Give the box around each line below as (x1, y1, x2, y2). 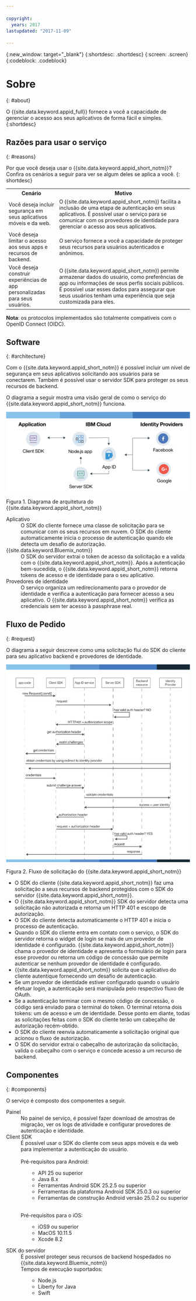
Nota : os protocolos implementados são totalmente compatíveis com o (6, 314, 177, 321)
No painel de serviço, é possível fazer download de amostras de (20, 1114, 176, 1121)
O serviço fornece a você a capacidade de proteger (59, 237, 183, 244)
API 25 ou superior (37, 1169, 83, 1176)
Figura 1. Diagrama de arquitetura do (6, 498, 94, 505)
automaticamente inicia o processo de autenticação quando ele (20, 534, 173, 541)
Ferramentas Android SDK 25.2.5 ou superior (37, 1182, 146, 1189)
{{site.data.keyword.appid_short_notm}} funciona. (6, 401, 127, 408)
